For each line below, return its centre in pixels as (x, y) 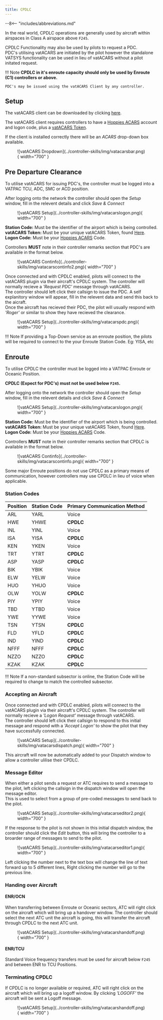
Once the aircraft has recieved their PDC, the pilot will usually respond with (80, 307)
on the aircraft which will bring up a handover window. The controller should (81, 913)
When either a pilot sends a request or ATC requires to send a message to (79, 783)
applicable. (16, 481)
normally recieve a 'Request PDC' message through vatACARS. (68, 287)
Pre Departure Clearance (44, 172)
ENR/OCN (15, 897)
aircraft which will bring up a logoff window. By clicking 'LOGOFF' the (74, 993)
